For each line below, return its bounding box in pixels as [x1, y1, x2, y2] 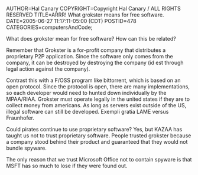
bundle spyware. [6, 144, 47, 151]
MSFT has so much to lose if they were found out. [6, 162, 128, 169]
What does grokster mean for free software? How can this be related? [6, 35, 176, 42]
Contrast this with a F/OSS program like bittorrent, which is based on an [6, 77, 181, 84]
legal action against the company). [6, 65, 90, 72]
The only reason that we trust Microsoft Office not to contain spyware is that [6, 156, 192, 163]
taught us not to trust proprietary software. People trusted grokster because [6, 132, 191, 139]
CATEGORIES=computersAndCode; [6, 24, 93, 31]
